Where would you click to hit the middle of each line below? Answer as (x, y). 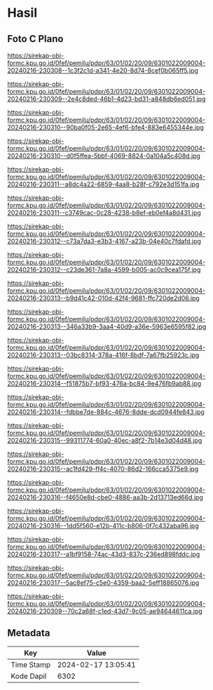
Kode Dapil (29, 676)
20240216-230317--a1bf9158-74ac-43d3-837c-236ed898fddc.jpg (104, 554)
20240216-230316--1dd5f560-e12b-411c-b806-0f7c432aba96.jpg (103, 526)
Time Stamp (31, 665)
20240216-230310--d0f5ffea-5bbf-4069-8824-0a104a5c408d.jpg (104, 156)
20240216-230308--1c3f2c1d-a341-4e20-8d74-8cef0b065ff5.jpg (103, 70)
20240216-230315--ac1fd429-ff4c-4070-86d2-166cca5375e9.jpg (103, 469)
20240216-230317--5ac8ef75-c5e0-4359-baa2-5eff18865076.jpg (103, 582)
